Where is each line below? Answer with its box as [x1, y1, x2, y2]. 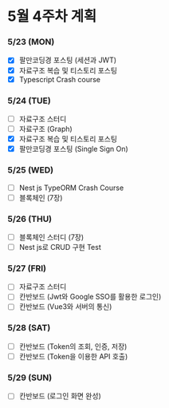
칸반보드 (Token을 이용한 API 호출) [18, 351, 128, 361]
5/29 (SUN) [7, 372, 53, 383]
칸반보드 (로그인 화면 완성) [18, 391, 101, 401]
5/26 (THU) [7, 213, 53, 224]
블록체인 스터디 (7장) [18, 232, 84, 242]
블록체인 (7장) [18, 192, 63, 202]
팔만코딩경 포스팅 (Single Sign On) [18, 145, 128, 154]
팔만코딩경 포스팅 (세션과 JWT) [18, 55, 117, 65]
